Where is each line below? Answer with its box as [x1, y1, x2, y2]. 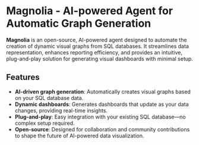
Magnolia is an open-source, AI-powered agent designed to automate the [6, 36, 187, 43]
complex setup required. [14, 120, 75, 127]
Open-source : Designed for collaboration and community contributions [14, 125, 190, 133]
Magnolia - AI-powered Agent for [6, 4, 173, 18]
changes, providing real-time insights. [14, 107, 108, 114]
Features [6, 72, 40, 82]
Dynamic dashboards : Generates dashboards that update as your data [14, 101, 189, 108]
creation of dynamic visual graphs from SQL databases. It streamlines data [6, 43, 189, 50]
